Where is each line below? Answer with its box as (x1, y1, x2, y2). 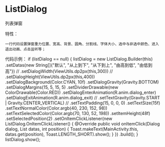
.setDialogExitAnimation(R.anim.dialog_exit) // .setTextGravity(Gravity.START (5, 94, 160, 100)
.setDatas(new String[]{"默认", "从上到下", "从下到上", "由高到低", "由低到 (5, 62, 153, 68)
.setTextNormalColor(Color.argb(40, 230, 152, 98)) (5, 105, 107, 111)
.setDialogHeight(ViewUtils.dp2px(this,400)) (5, 74, 95, 80)
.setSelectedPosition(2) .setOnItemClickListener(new (5, 116, 112, 121)
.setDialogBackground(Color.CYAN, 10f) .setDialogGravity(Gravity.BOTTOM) (5, 79, 159, 85)
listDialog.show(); (5, 136, 41, 142)
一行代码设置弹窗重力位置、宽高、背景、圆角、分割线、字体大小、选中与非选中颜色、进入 (5, 41, 159, 46)
